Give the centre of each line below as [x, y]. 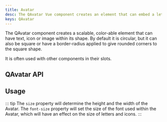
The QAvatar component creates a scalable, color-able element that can [79, 33]
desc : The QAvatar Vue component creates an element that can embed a [80, 14]
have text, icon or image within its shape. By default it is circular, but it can [81, 38]
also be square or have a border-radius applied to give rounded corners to [81, 44]
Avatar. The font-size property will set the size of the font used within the [81, 109]
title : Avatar [20, 10]
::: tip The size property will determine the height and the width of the [77, 103]
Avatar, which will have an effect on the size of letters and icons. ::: [74, 114]
